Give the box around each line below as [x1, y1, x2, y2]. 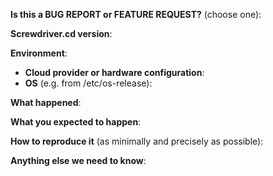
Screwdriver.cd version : [10, 28, 113, 39]
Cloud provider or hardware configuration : [24, 67, 205, 78]
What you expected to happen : [10, 116, 142, 128]
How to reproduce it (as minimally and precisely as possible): [10, 135, 264, 147]
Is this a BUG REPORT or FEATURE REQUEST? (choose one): [10, 9, 262, 20]
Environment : [10, 47, 68, 59]
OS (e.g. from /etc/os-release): [24, 77, 153, 89]
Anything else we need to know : [10, 155, 147, 166]
